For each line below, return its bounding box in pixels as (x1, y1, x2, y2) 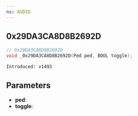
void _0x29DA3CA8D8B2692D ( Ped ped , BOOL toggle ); (6, 53, 133, 59)
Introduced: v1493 (6, 64, 52, 70)
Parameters (6, 80, 51, 91)
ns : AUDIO (6, 8, 31, 15)
